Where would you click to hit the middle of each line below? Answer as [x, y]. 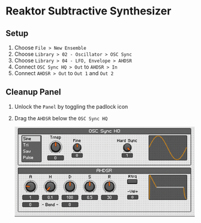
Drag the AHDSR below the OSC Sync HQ [61, 118]
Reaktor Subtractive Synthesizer [88, 11]
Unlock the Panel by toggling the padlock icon [71, 106]
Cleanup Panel [33, 92]
